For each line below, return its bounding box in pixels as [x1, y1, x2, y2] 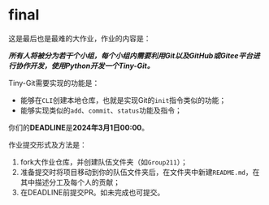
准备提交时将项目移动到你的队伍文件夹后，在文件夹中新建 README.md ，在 [20, 167, 260, 177]
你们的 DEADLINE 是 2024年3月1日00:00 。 [8, 122, 150, 132]
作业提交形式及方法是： [8, 139, 87, 149]
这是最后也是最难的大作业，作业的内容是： [8, 33, 151, 43]
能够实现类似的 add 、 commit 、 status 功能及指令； [20, 105, 183, 115]
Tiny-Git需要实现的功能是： [8, 78, 100, 88]
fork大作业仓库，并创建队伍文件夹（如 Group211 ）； [20, 156, 189, 167]
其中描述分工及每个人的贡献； [20, 177, 120, 187]
